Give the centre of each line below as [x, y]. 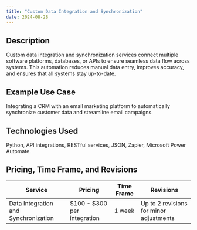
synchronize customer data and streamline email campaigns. [80, 113]
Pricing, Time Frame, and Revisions [72, 170]
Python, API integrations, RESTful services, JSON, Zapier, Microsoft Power [96, 145]
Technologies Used [42, 131]
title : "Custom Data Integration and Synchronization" [74, 11]
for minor [153, 211]
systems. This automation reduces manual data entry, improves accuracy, [95, 67]
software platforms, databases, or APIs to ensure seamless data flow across [98, 61]
